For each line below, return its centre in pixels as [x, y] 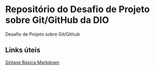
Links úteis [23, 50]
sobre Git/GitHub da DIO [57, 20]
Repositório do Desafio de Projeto [77, 9]
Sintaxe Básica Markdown [33, 62]
